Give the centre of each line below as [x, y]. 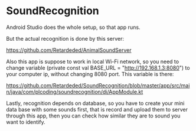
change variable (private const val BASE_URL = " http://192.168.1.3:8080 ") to [98, 68]
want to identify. [26, 122]
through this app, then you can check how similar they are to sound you [93, 116]
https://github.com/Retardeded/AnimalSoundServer [69, 50]
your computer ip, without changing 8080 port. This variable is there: [90, 74]
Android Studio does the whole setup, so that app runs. [73, 27]
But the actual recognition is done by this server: [65, 38]
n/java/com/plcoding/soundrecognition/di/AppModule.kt [75, 91]
